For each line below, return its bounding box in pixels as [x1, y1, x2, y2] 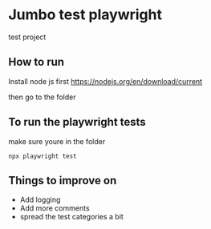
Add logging [19, 195, 61, 205]
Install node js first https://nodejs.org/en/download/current [8, 76, 203, 86]
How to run [8, 55, 65, 69]
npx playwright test [8, 152, 78, 160]
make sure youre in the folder [8, 136, 106, 146]
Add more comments [19, 203, 90, 213]
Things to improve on [8, 174, 117, 187]
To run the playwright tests [8, 115, 146, 129]
